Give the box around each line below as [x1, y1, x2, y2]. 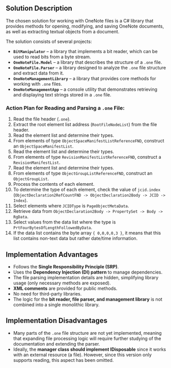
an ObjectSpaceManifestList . [13, 143, 74, 150]
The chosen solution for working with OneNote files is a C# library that [6, 17, 154, 23]
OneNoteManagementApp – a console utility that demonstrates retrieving [13, 86, 157, 92]
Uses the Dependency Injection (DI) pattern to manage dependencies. [13, 269, 163, 275]
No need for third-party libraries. [13, 290, 82, 297]
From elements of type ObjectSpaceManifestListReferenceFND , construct [13, 138, 164, 144]
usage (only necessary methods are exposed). [13, 280, 111, 286]
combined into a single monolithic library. [13, 301, 100, 308]
